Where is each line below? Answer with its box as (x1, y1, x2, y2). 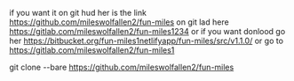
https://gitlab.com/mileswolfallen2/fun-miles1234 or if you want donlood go (9, 26, 286, 36)
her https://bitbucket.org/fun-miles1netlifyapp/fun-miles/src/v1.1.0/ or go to (9, 35, 284, 46)
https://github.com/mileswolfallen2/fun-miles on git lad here (9, 17, 229, 27)
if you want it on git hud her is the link (9, 8, 147, 18)
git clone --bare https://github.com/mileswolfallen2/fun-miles (9, 62, 234, 72)
